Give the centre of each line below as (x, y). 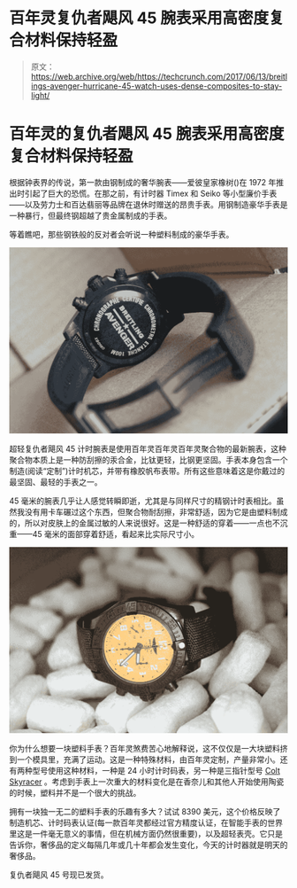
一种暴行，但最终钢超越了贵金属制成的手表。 (91, 215)
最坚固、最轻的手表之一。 (56, 482)
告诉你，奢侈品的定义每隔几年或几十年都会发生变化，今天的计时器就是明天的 (148, 845)
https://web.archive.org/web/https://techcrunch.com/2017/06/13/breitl (159, 76)
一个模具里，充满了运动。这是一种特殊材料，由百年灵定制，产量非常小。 (148, 759)
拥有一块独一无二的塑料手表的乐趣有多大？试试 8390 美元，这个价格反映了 (145, 812)
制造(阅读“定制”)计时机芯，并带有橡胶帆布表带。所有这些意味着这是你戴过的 (147, 471)
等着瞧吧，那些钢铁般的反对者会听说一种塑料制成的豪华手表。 (122, 234)
